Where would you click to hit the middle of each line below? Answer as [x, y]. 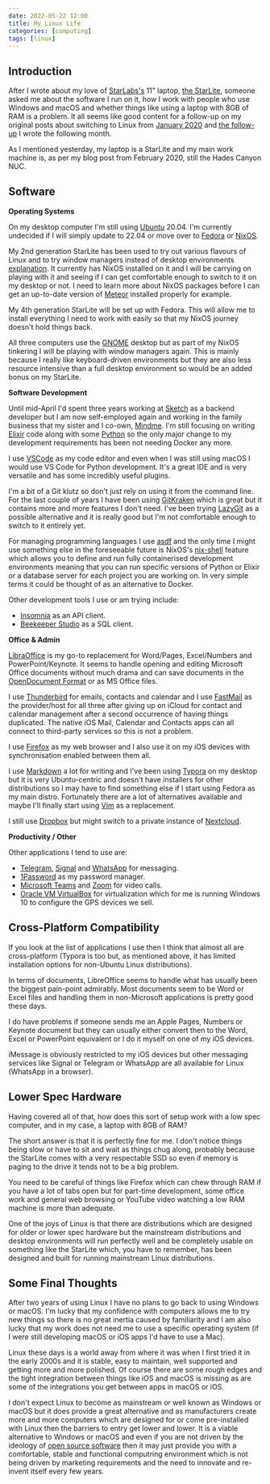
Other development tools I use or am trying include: [94, 600]
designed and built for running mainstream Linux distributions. [112, 1258]
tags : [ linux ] [32, 38]
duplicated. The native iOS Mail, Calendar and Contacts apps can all [121, 722]
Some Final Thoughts [63, 1283]
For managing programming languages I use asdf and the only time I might [132, 541]
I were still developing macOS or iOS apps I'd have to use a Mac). [117, 1337]
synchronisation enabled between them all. [80, 755]
